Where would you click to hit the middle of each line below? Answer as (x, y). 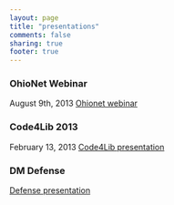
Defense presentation (50, 190)
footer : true (34, 52)
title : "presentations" (55, 26)
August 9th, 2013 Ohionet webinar (74, 103)
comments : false (40, 35)
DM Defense (37, 170)
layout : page (34, 18)
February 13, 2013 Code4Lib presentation (87, 147)
